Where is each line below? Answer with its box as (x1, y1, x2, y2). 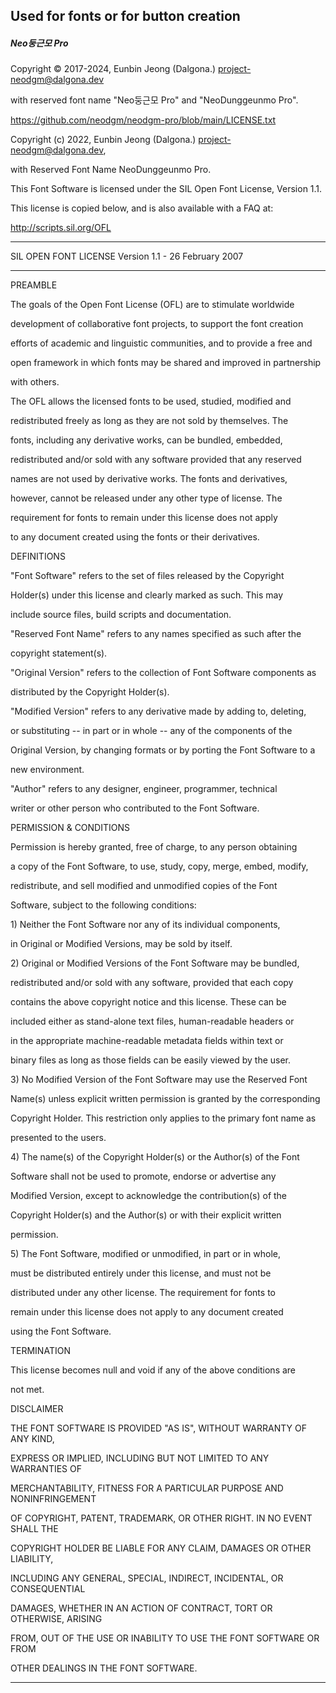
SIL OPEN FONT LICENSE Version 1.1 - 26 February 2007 (10, 250, 244, 263)
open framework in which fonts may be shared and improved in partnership (10, 357, 322, 369)
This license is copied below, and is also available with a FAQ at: (10, 202, 274, 214)
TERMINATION (10, 1345, 71, 1357)
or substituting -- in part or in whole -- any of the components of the (10, 725, 293, 737)
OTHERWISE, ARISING (10, 1613, 103, 1625)
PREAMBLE (10, 279, 58, 291)
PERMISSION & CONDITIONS (10, 822, 131, 834)
